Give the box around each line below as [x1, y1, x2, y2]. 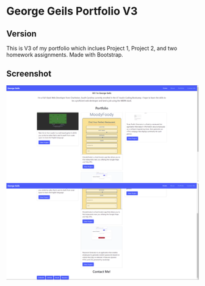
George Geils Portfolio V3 [6, 4, 138, 18]
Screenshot [6, 69, 52, 79]
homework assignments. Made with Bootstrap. [6, 51, 123, 58]
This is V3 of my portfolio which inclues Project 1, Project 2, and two [6, 44, 178, 52]
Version [6, 29, 37, 39]
